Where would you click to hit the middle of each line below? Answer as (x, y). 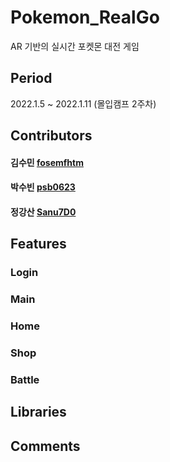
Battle (25, 379)
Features (38, 244)
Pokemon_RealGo (85, 17)
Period (31, 78)
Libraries (38, 412)
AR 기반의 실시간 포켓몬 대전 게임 (75, 46)
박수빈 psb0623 (43, 187)
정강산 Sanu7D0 (43, 212)
